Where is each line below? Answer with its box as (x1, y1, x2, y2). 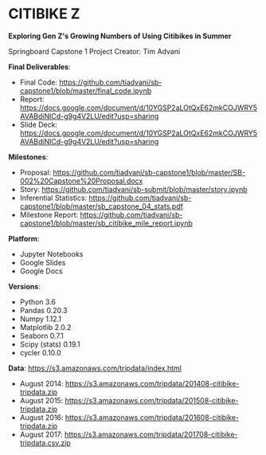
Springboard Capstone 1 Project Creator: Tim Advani (8, 46, 181, 56)
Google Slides (19, 257, 66, 267)
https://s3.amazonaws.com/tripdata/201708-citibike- (65, 430, 238, 439)
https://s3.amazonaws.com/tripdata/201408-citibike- (65, 379, 240, 388)
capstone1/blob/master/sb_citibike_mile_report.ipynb (19, 218, 194, 228)
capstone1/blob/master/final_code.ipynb (19, 85, 152, 96)
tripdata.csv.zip (19, 437, 72, 447)
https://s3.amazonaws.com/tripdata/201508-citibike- (65, 395, 239, 405)
